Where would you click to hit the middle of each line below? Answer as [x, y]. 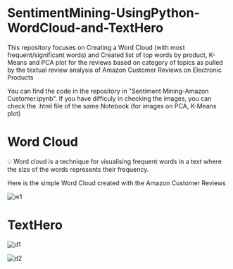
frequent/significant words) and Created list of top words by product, [107, 55]
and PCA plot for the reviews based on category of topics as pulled [126, 62]
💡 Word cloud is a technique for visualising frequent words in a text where [114, 161]
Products [20, 77]
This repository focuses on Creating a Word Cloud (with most [96, 47]
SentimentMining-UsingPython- [104, 13]
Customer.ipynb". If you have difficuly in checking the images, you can [109, 98]
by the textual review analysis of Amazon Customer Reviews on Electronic [114, 70]
